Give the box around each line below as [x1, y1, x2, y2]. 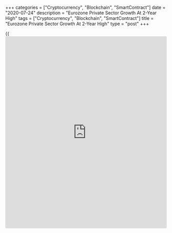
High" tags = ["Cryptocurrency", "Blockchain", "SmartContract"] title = [5, 15, 154, 21]
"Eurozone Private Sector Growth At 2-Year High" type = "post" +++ [5, 20, 149, 27]
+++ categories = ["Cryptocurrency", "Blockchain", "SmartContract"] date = [5, 5, 166, 10]
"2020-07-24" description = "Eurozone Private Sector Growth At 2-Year [5, 10, 157, 16]
